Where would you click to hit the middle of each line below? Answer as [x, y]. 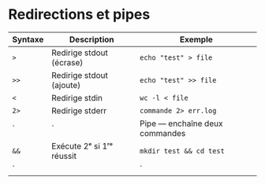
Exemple [196, 39]
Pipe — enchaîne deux [181, 123]
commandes [162, 133]
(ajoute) [66, 85]
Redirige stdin [77, 98]
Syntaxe [28, 39]
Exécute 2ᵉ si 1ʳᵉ [82, 145]
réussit [64, 156]
